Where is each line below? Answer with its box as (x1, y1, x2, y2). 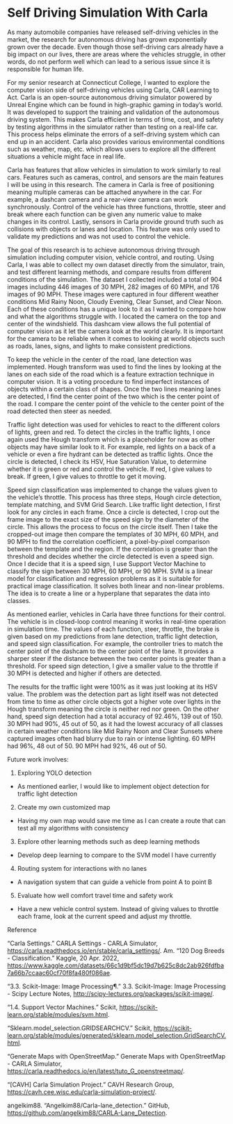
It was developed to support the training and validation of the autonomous (7, 108, 220, 116)
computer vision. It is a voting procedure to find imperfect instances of (7, 377, 210, 385)
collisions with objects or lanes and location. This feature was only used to (7, 225, 220, 233)
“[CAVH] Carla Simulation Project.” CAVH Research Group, (7, 1080, 175, 1089)
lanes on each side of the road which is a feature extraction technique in (7, 370, 214, 378)
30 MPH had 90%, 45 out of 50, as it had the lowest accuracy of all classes (7, 719, 223, 728)
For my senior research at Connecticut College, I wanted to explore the (7, 78, 210, 86)
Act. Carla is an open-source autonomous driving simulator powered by (7, 93, 212, 102)
